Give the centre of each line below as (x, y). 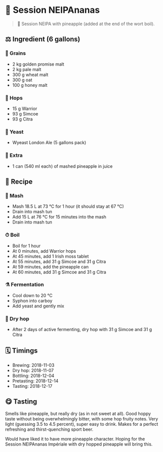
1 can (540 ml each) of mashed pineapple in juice (62, 166)
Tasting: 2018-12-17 (32, 386)
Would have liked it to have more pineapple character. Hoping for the (75, 439)
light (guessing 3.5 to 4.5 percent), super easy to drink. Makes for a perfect (82, 424)
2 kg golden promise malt (38, 64)
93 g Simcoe (25, 113)
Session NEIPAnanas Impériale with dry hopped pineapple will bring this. (79, 444)
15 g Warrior (25, 109)
